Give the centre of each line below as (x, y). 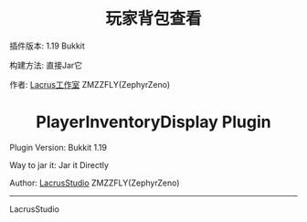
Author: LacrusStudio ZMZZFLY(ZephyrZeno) (95, 183)
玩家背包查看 (153, 19)
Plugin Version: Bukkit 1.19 (58, 147)
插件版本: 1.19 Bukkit (47, 46)
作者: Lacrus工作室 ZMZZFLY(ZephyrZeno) (90, 84)
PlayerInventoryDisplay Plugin (153, 122)
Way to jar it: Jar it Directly (59, 164)
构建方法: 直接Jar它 (46, 65)
